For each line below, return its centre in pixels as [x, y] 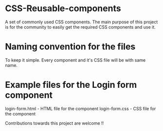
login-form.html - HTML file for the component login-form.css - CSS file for [81, 108]
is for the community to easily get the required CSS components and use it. [80, 27]
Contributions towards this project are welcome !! [54, 123]
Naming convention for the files [70, 47]
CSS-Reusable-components [63, 8]
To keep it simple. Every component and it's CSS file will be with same [75, 60]
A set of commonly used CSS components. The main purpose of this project [81, 22]
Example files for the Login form [71, 85]
